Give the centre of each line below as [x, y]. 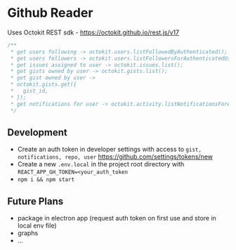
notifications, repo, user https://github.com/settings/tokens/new [115, 157]
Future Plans [35, 201]
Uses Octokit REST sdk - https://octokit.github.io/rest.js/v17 [93, 32]
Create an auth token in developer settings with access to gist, [110, 150]
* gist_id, [29, 91]
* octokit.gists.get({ [44, 85]
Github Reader [50, 13]
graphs [28, 233]
